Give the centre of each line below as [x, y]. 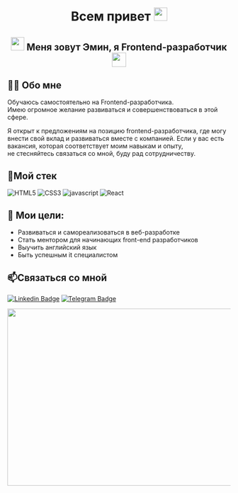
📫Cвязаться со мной [57, 278]
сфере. [18, 118]
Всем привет [110, 17]
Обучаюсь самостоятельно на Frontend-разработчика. [91, 102]
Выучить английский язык [57, 247]
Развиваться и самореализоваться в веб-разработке [99, 232]
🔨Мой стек [32, 176]
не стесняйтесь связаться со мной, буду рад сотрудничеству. [102, 154]
